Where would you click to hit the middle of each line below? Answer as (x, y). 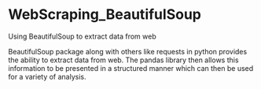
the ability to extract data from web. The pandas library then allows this (123, 60)
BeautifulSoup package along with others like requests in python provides (128, 51)
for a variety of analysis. (47, 76)
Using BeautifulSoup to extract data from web (82, 36)
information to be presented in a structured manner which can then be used (131, 68)
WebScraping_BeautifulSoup (105, 15)
